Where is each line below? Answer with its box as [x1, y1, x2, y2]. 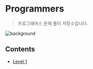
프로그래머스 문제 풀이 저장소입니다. [17, 20, 88, 26]
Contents [5, 45, 35, 53]
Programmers [5, 3, 64, 15]
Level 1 [12, 58, 27, 64]
